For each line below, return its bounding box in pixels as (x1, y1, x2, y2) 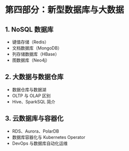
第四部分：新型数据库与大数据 (5, 4, 125, 16)
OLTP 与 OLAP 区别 (12, 93, 51, 99)
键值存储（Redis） (12, 39, 49, 45)
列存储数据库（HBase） (12, 51, 60, 57)
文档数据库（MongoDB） (12, 45, 62, 51)
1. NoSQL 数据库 (5, 25, 54, 34)
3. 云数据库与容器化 (5, 115, 64, 123)
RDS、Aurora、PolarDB (12, 128, 59, 134)
